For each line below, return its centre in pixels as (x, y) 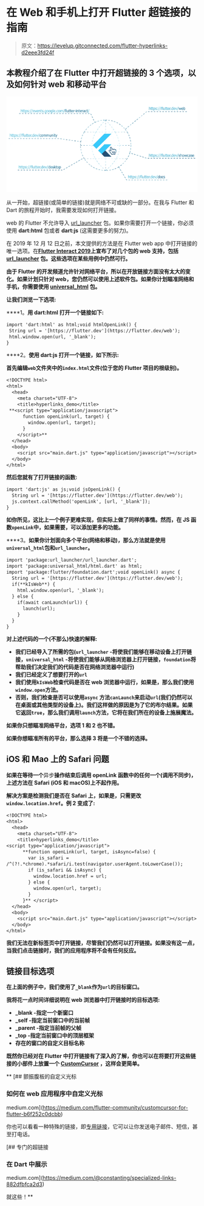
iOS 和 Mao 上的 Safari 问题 (58, 759)
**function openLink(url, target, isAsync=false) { (89, 852)
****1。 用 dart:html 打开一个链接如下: (55, 312)
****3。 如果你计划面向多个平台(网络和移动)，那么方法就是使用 (86, 540)
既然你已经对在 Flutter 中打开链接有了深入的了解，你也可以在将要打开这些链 (101, 1056)
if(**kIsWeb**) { (34, 584)
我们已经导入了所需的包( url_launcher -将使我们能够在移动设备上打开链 (104, 652)
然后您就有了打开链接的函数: (42, 477)
